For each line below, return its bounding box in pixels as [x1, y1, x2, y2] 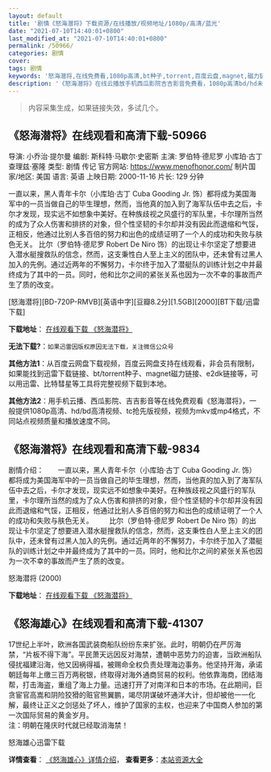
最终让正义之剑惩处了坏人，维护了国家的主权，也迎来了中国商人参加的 [22, 700, 256, 710]
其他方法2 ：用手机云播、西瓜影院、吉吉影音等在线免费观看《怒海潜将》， [8, 396, 250, 406]
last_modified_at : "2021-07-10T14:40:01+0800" [8, 34, 168, 43]
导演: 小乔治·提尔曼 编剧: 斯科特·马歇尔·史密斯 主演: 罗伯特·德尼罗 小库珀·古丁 [8, 151, 263, 162]
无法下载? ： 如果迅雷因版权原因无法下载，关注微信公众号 [8, 341, 174, 352]
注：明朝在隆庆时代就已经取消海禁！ [8, 720, 129, 730]
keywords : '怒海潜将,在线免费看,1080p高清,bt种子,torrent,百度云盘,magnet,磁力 [8, 72, 260, 80]
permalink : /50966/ [8, 42, 74, 50]
